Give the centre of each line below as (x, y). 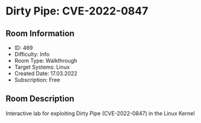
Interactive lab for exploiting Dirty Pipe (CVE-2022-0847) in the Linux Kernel (100, 113)
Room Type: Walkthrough (46, 61)
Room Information (40, 33)
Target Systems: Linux (42, 67)
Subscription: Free (37, 80)
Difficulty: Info (32, 54)
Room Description (40, 99)
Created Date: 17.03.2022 (46, 73)
